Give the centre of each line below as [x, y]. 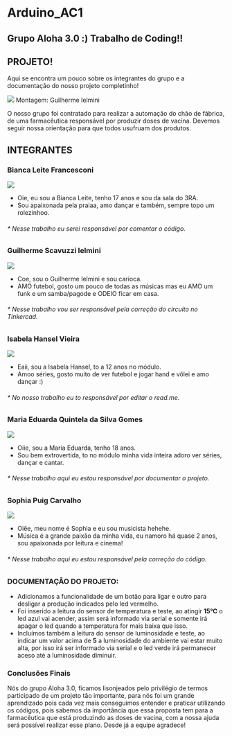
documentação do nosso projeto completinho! [73, 86]
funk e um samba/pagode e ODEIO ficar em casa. [88, 293]
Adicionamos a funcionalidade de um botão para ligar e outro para [112, 596]
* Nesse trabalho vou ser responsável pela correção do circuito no [103, 309]
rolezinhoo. [33, 213]
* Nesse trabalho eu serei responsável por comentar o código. [96, 228]
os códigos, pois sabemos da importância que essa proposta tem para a [110, 710]
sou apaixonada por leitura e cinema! [70, 543]
